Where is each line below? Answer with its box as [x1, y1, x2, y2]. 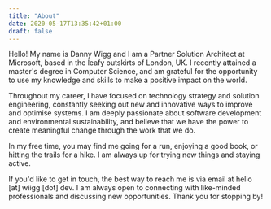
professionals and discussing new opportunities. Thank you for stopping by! [8, 192, 264, 202]
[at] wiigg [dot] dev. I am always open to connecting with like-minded [8, 183, 242, 193]
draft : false [8, 27, 53, 35]
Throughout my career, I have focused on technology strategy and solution [8, 91, 260, 101]
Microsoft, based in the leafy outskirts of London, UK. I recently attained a [8, 58, 256, 67]
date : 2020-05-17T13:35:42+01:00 [8, 20, 122, 28]
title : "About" [8, 11, 60, 20]
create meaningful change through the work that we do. [8, 125, 196, 135]
